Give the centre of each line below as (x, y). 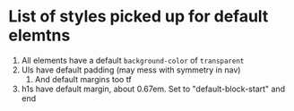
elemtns (39, 35)
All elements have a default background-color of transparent (133, 60)
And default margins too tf (83, 79)
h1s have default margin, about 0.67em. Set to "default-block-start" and (153, 89)
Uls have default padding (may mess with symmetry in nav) (131, 70)
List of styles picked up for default (138, 17)
